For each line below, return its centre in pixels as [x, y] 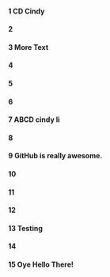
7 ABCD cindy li [34, 120]
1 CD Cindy [27, 11]
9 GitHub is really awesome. [55, 156]
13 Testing [26, 228]
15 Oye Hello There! [41, 264]
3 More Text [28, 47]
